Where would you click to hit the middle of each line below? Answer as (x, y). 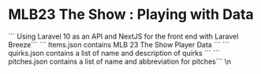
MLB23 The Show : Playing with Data (131, 15)
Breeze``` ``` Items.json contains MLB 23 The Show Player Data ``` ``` (119, 44)
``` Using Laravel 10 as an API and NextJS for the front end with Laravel (123, 36)
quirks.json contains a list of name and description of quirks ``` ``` (114, 53)
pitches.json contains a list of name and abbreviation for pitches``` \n (119, 61)
